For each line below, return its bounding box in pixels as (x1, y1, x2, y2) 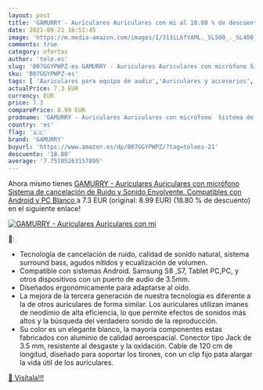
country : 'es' (8, 121, 55, 129)
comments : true (8, 41, 58, 49)
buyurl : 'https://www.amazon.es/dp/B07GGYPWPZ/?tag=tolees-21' (8, 143, 219, 151)
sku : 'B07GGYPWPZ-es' (8, 70, 79, 78)
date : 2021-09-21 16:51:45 (8, 26, 96, 34)
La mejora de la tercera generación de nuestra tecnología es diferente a (19, 291, 251, 301)
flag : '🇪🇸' (8, 128, 47, 136)
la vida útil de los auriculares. (19, 358, 114, 367)
